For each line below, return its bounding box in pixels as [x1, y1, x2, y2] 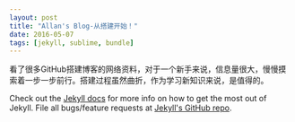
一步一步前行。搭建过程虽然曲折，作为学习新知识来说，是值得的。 [24, 75, 269, 86]
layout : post [9, 13, 58, 22]
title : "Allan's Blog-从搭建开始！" [9, 22, 138, 30]
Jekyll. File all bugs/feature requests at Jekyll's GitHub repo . [9, 102, 232, 113]
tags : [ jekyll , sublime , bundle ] [9, 38, 134, 48]
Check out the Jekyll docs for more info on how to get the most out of [9, 93, 267, 104]
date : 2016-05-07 [9, 30, 74, 39]
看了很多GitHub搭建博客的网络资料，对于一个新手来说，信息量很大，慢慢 [9, 64, 279, 74]
